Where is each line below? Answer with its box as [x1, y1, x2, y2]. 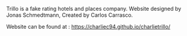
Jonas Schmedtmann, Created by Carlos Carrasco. [6, 11, 133, 19]
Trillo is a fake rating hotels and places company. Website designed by [6, 5, 182, 12]
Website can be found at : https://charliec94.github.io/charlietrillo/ [6, 23, 171, 30]
